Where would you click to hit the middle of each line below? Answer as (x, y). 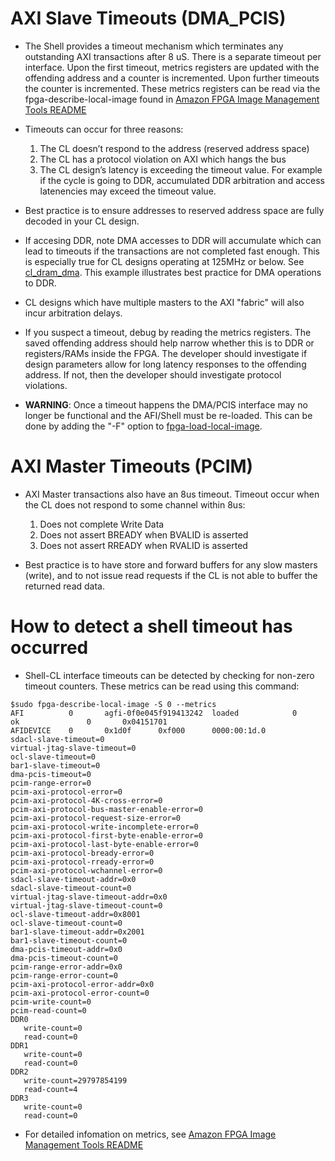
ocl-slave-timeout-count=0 (66, 923)
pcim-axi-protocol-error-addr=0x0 (82, 984)
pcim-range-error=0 (51, 783)
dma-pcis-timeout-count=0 (64, 958)
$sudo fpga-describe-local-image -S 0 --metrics (113, 704)
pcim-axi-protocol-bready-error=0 (82, 853)
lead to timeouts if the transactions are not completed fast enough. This (172, 251)
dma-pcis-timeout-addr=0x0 (66, 949)
